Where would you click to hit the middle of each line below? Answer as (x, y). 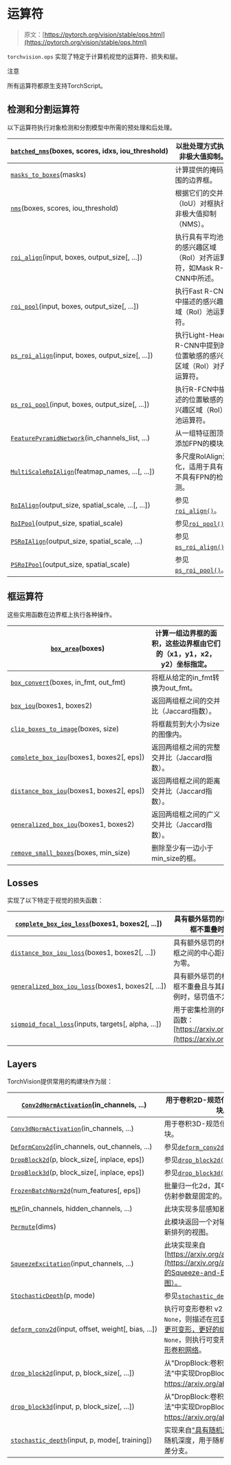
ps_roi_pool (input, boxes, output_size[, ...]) (80, 404)
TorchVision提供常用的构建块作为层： (60, 1082)
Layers (22, 1064)
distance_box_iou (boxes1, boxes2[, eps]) (78, 790)
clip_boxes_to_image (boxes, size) (65, 728)
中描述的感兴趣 (199, 302)
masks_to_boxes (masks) (48, 174)
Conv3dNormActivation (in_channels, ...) (72, 1128)
